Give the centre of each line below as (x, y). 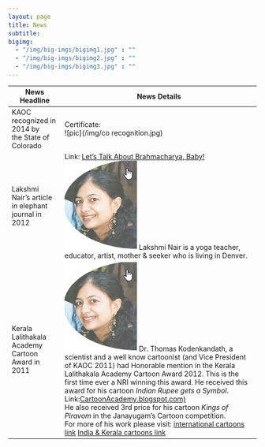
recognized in (34, 120)
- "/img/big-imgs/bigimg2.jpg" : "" (75, 58)
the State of (30, 137)
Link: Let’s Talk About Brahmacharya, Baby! (134, 156)
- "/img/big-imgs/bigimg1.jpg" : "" (75, 50)
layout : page (30, 17)
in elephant (30, 206)
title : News (28, 25)
